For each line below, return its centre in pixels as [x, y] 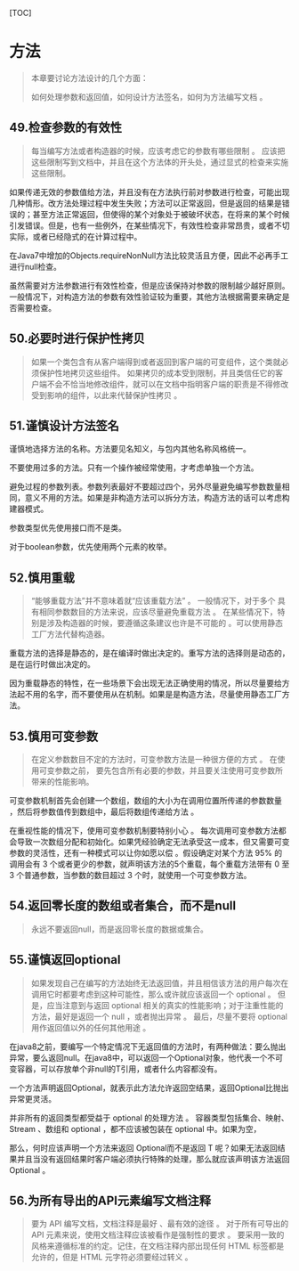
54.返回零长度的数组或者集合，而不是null [123, 906]
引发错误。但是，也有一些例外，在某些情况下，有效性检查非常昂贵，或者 [141, 225]
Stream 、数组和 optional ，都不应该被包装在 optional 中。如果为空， [135, 1128]
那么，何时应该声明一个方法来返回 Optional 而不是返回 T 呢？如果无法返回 [144, 1147]
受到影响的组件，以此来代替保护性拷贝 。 [106, 395]
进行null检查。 [36, 266]
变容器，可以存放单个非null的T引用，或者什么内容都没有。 [116, 1069]
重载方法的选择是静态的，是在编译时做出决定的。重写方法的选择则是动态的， [149, 653]
